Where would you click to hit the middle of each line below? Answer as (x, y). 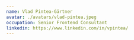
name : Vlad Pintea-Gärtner (39, 11)
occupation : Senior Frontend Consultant (57, 22)
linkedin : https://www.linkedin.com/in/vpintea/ (67, 28)
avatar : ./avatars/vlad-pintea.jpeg (51, 17)
